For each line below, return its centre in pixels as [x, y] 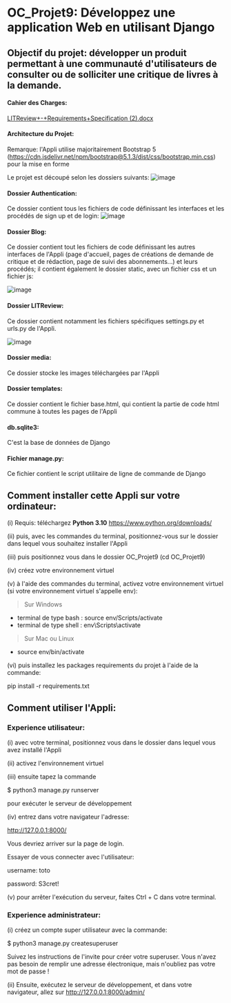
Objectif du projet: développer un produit [97, 53]
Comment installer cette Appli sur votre [94, 495]
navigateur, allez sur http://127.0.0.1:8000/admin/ [76, 992]
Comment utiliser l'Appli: [62, 708]
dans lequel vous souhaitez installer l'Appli [67, 544]
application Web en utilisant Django [111, 27]
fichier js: [20, 276]
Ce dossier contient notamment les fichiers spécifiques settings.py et [106, 321]
